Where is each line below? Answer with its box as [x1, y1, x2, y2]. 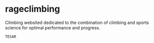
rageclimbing [5, 3, 60, 15]
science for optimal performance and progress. [5, 24, 100, 30]
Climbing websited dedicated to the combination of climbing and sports [5, 20, 149, 25]
